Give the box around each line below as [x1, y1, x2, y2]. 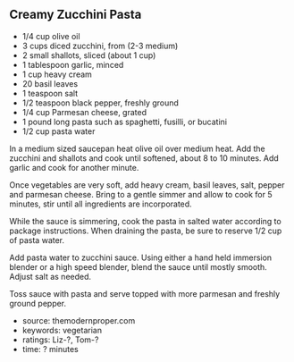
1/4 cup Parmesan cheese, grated [21, 106, 147, 117]
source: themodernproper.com [21, 315, 136, 325]
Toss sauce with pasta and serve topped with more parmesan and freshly [9, 288, 281, 299]
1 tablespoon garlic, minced [21, 59, 124, 70]
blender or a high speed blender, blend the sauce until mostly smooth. [9, 261, 268, 272]
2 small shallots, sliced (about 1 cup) [21, 49, 156, 61]
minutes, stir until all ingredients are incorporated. [9, 198, 192, 209]
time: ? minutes [21, 343, 79, 354]
